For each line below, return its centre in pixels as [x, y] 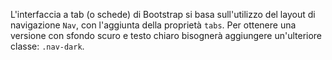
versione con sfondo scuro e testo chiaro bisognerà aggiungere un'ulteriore [166, 35]
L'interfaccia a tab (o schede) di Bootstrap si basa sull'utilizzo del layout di [163, 14]
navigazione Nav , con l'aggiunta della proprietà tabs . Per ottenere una [153, 25]
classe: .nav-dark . [47, 46]
